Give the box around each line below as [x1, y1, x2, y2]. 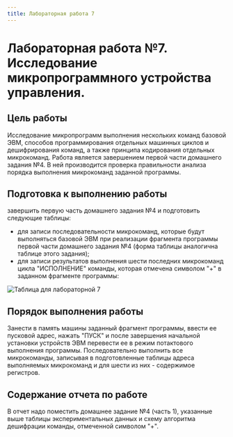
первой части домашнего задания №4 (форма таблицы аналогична [17, 242, 218, 251]
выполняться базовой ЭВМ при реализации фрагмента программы [17, 235, 218, 243]
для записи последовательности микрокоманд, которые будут [17, 227, 205, 236]
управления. [7, 84, 86, 100]
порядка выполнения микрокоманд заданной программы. [7, 168, 182, 176]
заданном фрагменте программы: [17, 272, 120, 280]
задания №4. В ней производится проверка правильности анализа [7, 160, 207, 169]
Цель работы [7, 112, 67, 124]
